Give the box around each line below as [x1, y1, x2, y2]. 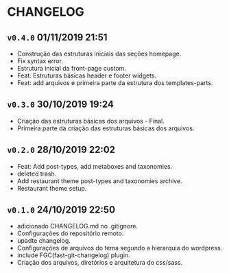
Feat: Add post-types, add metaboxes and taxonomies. [16, 162, 173, 170]
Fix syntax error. [16, 57, 64, 65]
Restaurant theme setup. [16, 184, 87, 192]
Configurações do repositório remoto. [16, 229, 124, 237]
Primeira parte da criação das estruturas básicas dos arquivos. [16, 124, 195, 132]
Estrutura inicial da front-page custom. [16, 64, 127, 72]
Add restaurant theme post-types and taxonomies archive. [16, 176, 183, 185]
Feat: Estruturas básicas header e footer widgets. [16, 71, 157, 80]
